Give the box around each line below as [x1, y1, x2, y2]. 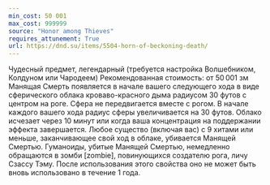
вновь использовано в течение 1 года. [8, 168, 141, 178]
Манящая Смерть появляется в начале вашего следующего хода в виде [8, 82, 259, 92]
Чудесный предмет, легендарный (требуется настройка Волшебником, [8, 64, 256, 74]
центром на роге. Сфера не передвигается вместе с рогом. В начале [8, 99, 249, 109]
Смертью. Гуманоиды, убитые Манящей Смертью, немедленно [8, 142, 230, 152]
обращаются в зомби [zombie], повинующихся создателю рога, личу [8, 151, 249, 161]
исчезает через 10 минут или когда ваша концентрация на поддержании [8, 116, 261, 126]
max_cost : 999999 [8, 19, 67, 28]
